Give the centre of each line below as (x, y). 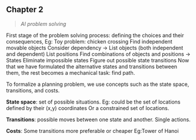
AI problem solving (43, 24)
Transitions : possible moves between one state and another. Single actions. (98, 119)
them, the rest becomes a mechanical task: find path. (71, 72)
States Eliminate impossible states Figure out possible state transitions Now (98, 60)
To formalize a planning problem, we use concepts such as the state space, (98, 84)
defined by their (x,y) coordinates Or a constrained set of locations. (88, 108)
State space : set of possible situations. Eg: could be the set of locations (93, 102)
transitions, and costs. (33, 90)
